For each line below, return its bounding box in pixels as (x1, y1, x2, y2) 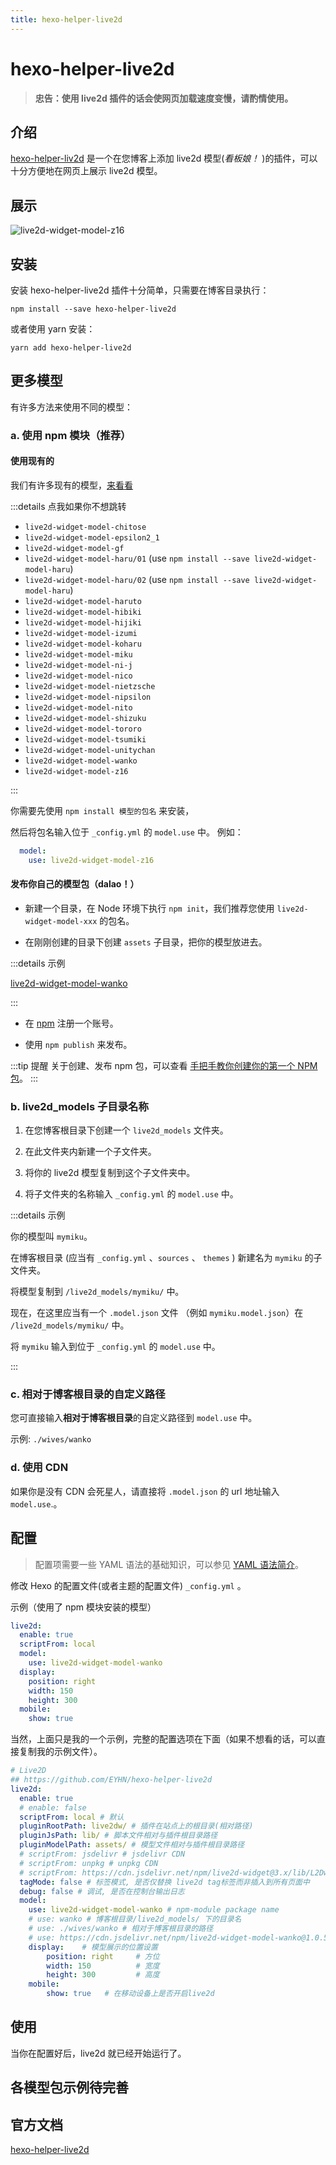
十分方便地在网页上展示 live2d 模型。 (10, 165, 163, 177)
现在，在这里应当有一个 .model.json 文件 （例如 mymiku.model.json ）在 (10, 1307, 304, 1319)
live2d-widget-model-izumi (24, 628, 138, 638)
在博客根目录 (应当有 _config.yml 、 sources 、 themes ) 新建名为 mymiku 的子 (10, 1252, 323, 1264)
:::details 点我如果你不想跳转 (10, 500, 127, 512)
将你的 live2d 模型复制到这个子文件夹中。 (24, 1167, 196, 1179)
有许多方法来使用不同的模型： (10, 401, 133, 413)
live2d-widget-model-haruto (24, 596, 142, 606)
